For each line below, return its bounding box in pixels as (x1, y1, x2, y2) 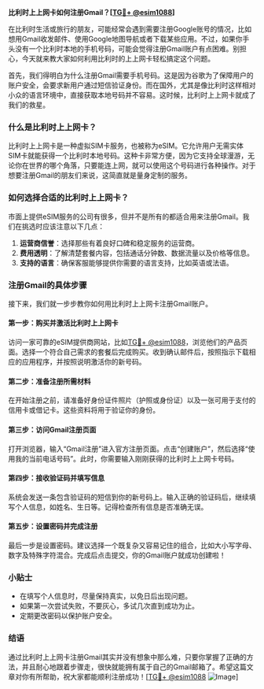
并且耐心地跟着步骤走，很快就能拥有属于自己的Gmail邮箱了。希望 (21, 661, 233, 672)
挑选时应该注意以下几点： (21, 221, 104, 231)
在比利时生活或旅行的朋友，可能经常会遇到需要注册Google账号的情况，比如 (8, 24, 252, 34)
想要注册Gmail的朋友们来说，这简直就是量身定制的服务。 (8, 171, 192, 180)
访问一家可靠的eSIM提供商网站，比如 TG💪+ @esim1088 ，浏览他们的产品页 (8, 338, 248, 347)
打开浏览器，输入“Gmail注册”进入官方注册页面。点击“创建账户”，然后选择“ (8, 444, 249, 454)
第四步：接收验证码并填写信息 (8, 473, 104, 483)
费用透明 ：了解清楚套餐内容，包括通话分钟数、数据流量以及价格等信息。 (19, 248, 254, 257)
